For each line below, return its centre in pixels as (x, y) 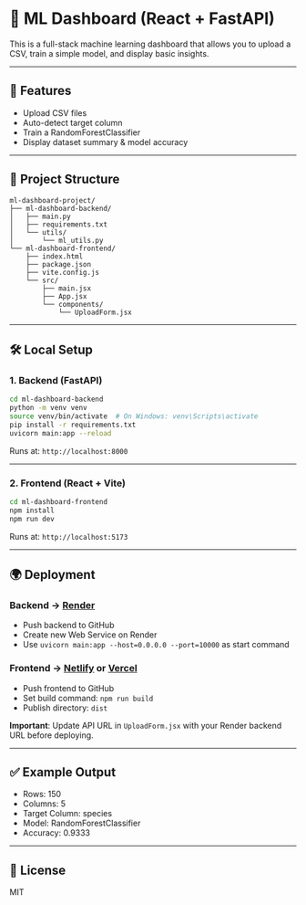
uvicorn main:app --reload (61, 433)
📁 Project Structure (65, 179)
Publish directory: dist (65, 708)
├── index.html (55, 256)
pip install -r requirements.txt (73, 425)
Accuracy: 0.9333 (56, 833)
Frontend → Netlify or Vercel (74, 668)
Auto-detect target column (72, 122)
